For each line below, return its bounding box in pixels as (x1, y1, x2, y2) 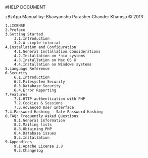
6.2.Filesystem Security (14, 79, 65, 84)
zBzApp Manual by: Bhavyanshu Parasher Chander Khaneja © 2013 (5, 14, 144, 19)
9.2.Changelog (14, 148, 43, 153)
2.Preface (5, 28, 26, 32)
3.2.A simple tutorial (14, 40, 61, 45)
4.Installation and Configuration (5, 45, 77, 50)
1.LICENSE (5, 23, 26, 28)
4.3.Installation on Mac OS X (14, 58, 77, 63)
